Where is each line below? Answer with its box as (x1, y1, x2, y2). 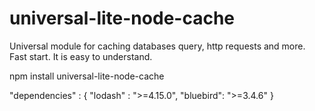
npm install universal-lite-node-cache (9, 70, 165, 82)
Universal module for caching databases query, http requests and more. (9, 40, 306, 52)
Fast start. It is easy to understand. (9, 50, 153, 62)
